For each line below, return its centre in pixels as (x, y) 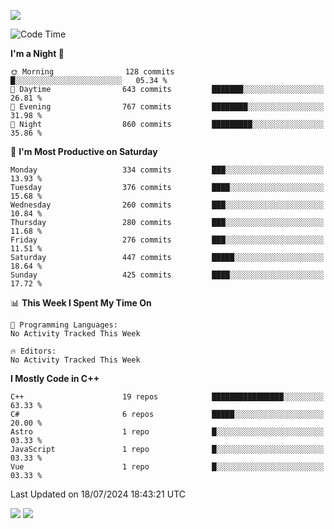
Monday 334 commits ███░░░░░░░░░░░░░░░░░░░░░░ (167, 170)
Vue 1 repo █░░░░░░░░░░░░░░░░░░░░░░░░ (167, 467)
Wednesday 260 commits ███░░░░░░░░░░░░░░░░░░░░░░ (167, 205)
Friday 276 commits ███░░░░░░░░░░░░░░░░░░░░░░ (167, 240)
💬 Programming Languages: (64, 325)
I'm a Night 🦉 (37, 53)
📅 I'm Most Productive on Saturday (84, 151)
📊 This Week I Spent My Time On (81, 303)
